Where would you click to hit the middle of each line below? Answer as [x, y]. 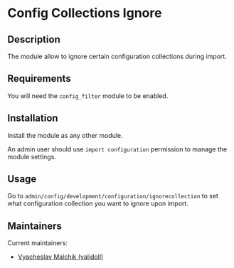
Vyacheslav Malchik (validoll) [60, 257]
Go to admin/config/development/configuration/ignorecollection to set [113, 196]
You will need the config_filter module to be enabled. [88, 96]
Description [34, 39]
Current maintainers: [37, 243]
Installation [33, 118]
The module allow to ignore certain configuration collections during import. [117, 56]
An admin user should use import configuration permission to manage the [117, 149]
